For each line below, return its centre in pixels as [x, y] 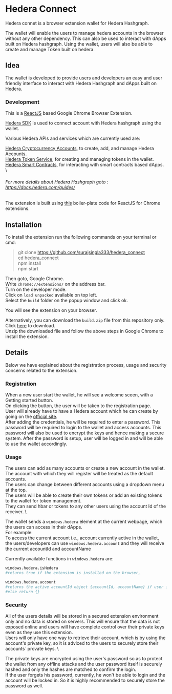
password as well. [24, 686]
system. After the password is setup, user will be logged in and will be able [84, 438]
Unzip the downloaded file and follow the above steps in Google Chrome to [84, 331]
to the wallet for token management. [44, 501]
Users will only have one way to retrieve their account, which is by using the [85, 638]
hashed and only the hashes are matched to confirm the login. [71, 669]
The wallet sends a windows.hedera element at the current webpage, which [84, 522]
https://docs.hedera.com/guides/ [40, 187]
